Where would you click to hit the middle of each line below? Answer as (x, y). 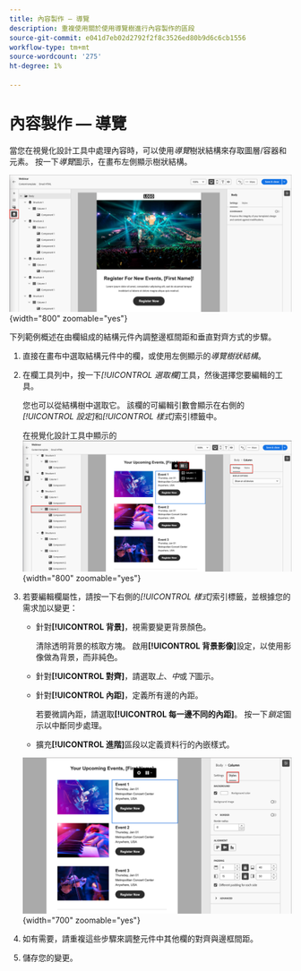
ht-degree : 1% (36, 66)
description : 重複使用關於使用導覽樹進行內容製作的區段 (102, 28)
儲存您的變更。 (50, 958)
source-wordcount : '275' (56, 57)
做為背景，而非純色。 (83, 657)
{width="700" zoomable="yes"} (81, 920)
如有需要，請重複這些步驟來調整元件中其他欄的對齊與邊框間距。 (140, 938)
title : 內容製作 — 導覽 (49, 19)
